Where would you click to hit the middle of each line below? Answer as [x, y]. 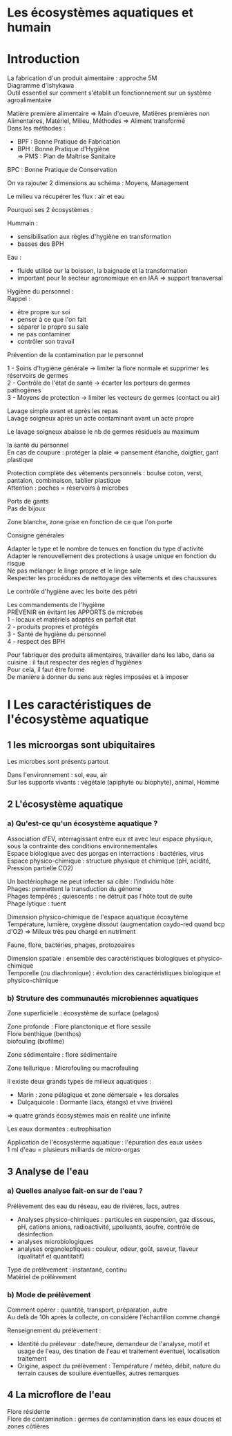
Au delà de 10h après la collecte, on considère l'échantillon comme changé [114, 1317]
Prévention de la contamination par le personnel [75, 355]
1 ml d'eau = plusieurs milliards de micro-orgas [74, 1150]
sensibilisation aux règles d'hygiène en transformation [94, 237]
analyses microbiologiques [55, 1241]
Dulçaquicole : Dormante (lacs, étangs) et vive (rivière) [95, 1102]
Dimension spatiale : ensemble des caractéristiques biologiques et [101, 958]
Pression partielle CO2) [40, 868]
